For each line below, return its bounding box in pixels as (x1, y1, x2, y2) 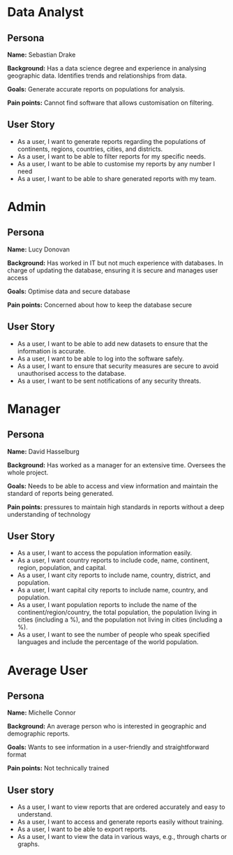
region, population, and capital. (17, 564, 107, 572)
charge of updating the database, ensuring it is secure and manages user (7, 266, 218, 275)
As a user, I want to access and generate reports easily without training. (17, 818, 224, 826)
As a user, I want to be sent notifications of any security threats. (17, 377, 201, 385)
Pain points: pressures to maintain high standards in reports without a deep (7, 502, 225, 511)
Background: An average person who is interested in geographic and (7, 722, 207, 731)
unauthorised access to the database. (17, 369, 127, 377)
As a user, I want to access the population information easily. (17, 549, 193, 557)
